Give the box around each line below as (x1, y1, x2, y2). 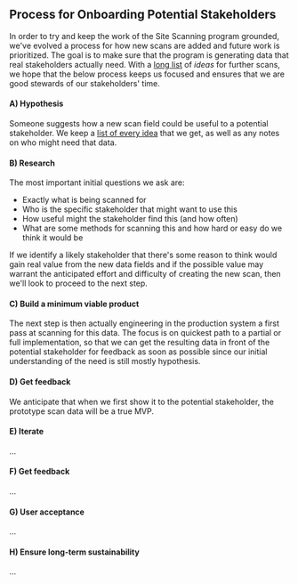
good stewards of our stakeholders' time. (9, 77, 160, 88)
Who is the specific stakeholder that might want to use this (21, 204, 238, 215)
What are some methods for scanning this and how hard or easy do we (21, 223, 283, 234)
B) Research (9, 158, 55, 168)
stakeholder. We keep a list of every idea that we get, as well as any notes (9, 128, 280, 139)
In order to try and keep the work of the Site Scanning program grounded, (9, 30, 280, 41)
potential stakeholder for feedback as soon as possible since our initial (9, 346, 268, 357)
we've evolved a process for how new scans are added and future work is (9, 40, 280, 51)
